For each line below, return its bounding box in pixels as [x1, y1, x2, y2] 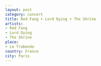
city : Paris [5, 53, 30, 59]
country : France [5, 49, 39, 54]
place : [5, 40, 19, 45]
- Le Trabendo [5, 44, 35, 49]
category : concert [5, 12, 43, 17]
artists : [5, 21, 23, 26]
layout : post [5, 7, 32, 12]
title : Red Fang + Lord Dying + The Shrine [5, 16, 97, 21]
